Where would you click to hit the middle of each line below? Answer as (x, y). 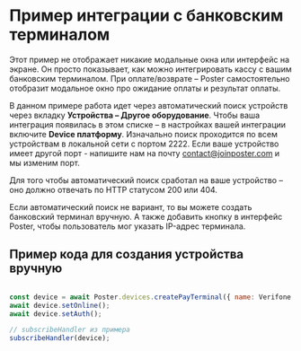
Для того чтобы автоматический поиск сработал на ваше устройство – (146, 180)
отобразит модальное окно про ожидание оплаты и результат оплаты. (145, 88)
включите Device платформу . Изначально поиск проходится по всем (144, 134)
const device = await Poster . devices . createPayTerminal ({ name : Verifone (150, 297)
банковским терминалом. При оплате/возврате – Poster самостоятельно (150, 78)
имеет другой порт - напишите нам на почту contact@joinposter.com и (145, 153)
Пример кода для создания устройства (127, 254)
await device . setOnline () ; (60, 305)
